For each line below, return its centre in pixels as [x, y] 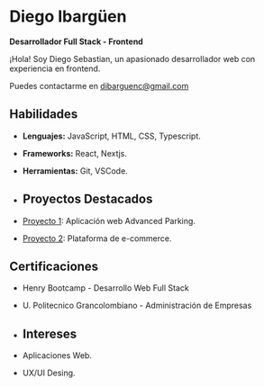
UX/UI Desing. [49, 373]
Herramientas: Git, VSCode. [75, 171]
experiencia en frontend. [55, 68]
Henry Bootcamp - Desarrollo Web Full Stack [105, 288]
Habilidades [44, 114]
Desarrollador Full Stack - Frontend [77, 41]
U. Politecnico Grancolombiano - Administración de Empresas [137, 306]
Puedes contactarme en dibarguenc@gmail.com [99, 85]
